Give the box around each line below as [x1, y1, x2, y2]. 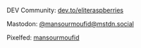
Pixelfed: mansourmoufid [6, 33, 80, 42]
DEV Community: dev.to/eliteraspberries [6, 6, 124, 14]
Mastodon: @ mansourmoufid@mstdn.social [6, 20, 135, 28]
